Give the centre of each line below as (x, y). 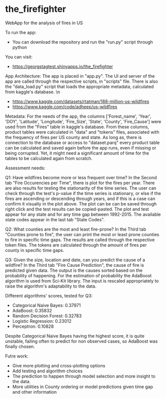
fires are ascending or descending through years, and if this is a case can (80, 199)
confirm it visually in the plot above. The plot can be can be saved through (81, 203)
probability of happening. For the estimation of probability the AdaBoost (79, 275)
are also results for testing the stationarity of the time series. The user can (81, 188)
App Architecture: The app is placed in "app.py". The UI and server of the (80, 76)
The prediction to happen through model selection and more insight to (84, 376)
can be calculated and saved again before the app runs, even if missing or (81, 148)
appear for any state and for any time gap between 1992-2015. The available (83, 214)
